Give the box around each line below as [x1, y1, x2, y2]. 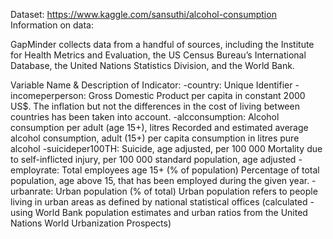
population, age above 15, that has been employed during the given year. [10, 175, 310, 186]
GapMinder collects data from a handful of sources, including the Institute [10, 39, 315, 50]
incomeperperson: [10, 90, 87, 101]
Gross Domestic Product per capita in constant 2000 [88, 90, 306, 101]
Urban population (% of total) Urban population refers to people [55, 185, 318, 197]
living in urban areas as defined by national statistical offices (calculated [10, 196, 308, 208]
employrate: [10, 164, 60, 176]
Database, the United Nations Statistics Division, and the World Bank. [10, 60, 295, 71]
